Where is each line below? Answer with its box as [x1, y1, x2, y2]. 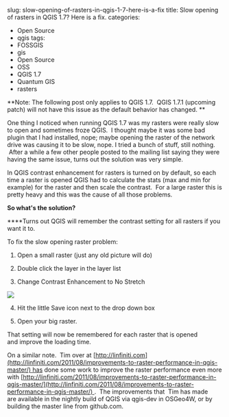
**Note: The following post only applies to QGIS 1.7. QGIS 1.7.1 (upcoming [7, 98, 216, 106]
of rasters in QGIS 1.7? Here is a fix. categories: [7, 13, 141, 21]
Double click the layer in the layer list [16, 264, 121, 272]
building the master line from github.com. [7, 402, 124, 410]
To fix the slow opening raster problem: [7, 238, 119, 246]
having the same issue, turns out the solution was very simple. [7, 155, 184, 164]
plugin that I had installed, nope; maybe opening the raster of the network [7, 133, 215, 142]
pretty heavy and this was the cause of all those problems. [7, 190, 173, 199]
